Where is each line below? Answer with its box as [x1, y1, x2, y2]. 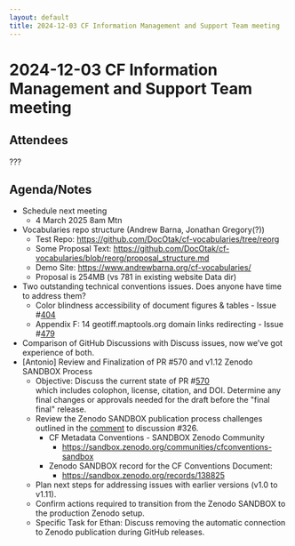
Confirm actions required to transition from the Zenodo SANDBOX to [35, 499, 286, 510]
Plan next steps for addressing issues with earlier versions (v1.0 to [35, 479, 278, 490]
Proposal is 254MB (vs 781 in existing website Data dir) [35, 272, 237, 283]
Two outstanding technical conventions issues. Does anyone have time [21, 281, 283, 292]
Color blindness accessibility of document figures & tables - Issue [35, 300, 277, 311]
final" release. [35, 404, 87, 414]
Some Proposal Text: [35, 244, 112, 254]
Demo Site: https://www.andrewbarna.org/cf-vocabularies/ [35, 262, 251, 273]
